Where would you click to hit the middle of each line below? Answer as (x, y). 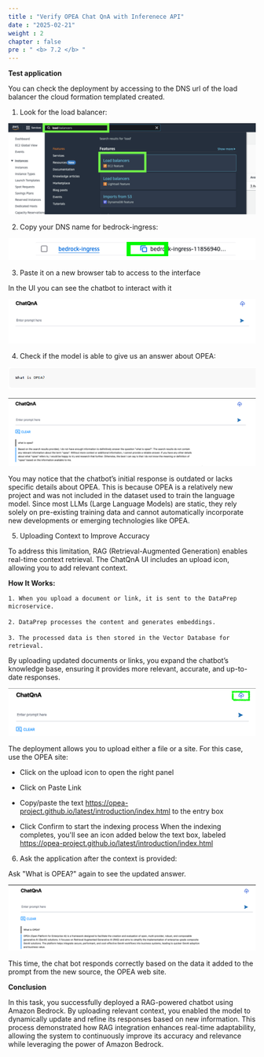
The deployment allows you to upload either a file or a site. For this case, (126, 748)
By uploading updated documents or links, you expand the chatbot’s (119, 660)
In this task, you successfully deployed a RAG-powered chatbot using (121, 1003)
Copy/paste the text (51, 802)
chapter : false (35, 42)
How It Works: (32, 582)
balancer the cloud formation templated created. (86, 97)
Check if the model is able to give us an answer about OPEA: (117, 355)
